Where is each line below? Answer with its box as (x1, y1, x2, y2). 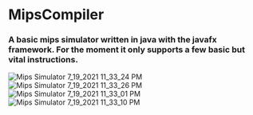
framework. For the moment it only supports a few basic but (8, 44, 246, 55)
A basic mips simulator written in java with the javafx (8, 34, 217, 46)
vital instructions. (8, 54, 78, 65)
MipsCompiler (8, 6, 105, 24)
